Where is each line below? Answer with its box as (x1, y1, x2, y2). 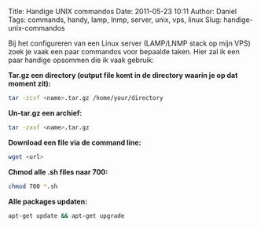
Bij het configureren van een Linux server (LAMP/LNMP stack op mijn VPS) (8, 39, 252, 48)
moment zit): (8, 79, 51, 88)
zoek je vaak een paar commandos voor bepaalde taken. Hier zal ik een (8, 47, 240, 56)
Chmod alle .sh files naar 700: (8, 167, 108, 176)
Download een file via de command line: (8, 138, 142, 147)
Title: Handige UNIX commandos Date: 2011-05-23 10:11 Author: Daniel (8, 7, 237, 16)
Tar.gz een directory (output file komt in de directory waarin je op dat (8, 71, 238, 79)
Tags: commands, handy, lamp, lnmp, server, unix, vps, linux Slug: (8, 15, 222, 24)
